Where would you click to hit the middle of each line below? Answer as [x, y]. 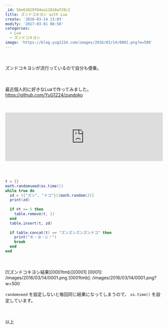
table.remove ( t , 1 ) [34, 214]
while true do [20, 191]
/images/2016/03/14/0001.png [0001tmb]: [48, 277]
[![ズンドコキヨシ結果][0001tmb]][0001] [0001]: [54, 272]
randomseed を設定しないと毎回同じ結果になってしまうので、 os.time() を [81, 294]
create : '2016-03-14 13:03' [34, 19]
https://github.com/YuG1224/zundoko [44, 95]
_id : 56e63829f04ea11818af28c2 [38, 10]
